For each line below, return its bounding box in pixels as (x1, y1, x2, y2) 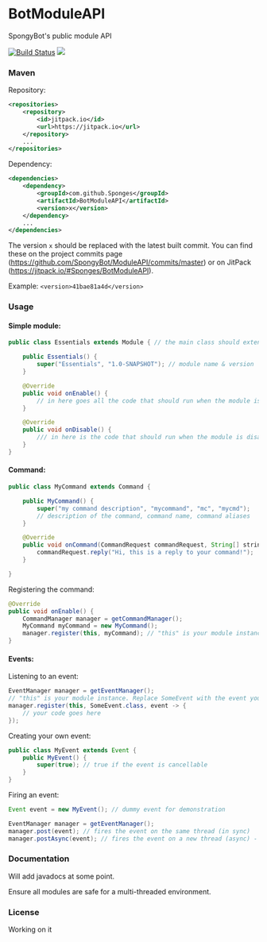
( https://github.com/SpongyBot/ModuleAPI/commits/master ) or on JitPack (8, 257, 252, 267)
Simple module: (8, 321, 61, 330)
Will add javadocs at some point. (8, 871, 115, 881)
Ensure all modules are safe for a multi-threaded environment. (8, 886, 212, 896)
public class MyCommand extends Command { (8, 483, 151, 491)
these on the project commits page (8, 249, 123, 259)
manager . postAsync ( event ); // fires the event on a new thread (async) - (8, 835, 258, 843)
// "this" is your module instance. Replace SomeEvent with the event (8, 694, 247, 703)
